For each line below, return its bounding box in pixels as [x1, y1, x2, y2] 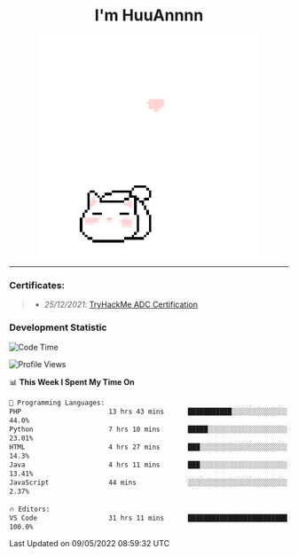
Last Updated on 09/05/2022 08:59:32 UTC [9, 537, 170, 548]
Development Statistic [9, 321, 107, 333]
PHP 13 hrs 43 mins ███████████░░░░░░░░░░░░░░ [9, 407, 288, 416]
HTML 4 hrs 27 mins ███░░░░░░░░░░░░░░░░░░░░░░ [9, 443, 288, 451]
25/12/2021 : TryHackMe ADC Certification [43, 299, 198, 310]
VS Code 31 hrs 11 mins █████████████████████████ [9, 514, 288, 522]
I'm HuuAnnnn [94, 5, 204, 26]
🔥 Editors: [9, 505, 51, 514]
